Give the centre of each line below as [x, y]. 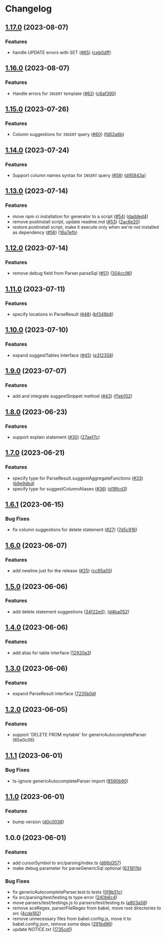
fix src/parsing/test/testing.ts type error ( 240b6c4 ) [65, 897]
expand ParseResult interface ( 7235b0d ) [54, 694]
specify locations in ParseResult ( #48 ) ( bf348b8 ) [63, 314]
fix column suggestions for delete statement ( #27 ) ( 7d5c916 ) [75, 530]
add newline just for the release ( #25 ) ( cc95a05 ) [62, 571]
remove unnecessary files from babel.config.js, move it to [72, 919]
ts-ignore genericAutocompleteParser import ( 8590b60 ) [70, 781]
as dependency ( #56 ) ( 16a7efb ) [45, 232]
